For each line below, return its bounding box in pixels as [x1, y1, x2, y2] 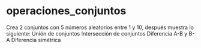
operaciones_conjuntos [6, 4, 127, 18]
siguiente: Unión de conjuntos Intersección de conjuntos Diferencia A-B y [6, 30, 188, 37]
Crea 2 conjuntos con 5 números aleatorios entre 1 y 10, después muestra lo [6, 24, 194, 31]
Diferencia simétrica [11, 36, 61, 43]
